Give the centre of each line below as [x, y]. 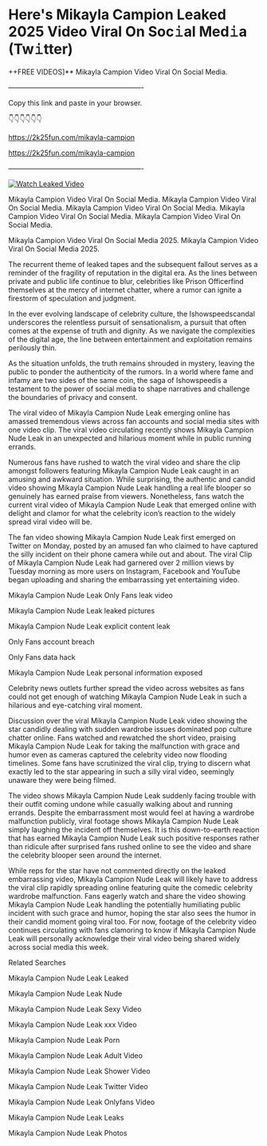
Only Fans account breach [51, 641]
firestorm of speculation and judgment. [73, 298]
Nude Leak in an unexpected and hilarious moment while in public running [130, 438]
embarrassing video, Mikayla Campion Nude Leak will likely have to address [133, 879]
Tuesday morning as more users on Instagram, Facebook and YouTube [124, 571]
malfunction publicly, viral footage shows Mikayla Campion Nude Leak [124, 821]
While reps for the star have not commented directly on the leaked [117, 870]
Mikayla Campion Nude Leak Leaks [66, 1117]
